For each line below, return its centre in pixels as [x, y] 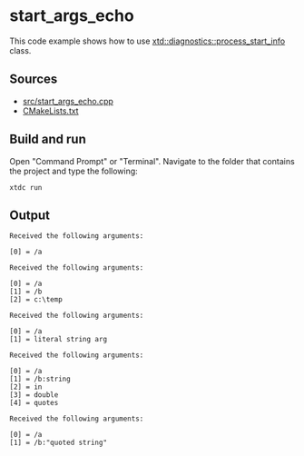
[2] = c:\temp [36, 300]
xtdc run [26, 187]
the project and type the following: [74, 171]
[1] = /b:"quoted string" [58, 443]
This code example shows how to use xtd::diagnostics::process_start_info [147, 41]
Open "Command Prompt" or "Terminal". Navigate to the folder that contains [152, 161]
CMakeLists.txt [50, 111]
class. [20, 50]
